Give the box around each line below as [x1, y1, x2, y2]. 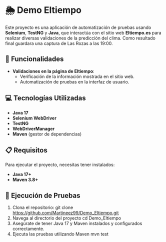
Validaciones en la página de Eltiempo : [12, 68, 94, 74]
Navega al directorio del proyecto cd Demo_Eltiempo [12, 215, 121, 221]
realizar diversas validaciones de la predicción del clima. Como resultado [5, 35, 156, 41]
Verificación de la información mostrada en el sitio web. [19, 73, 135, 79]
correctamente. [12, 226, 44, 232]
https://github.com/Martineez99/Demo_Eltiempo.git [12, 210, 119, 216]
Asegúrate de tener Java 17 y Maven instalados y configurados [12, 220, 142, 226]
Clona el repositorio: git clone [12, 204, 73, 210]
